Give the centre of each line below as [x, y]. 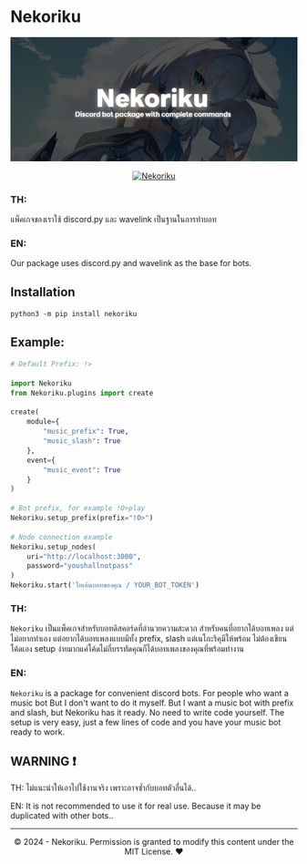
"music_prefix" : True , [86, 432]
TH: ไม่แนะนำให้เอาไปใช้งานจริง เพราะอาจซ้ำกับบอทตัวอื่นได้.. [103, 788]
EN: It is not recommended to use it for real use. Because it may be [136, 806]
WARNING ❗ [43, 761]
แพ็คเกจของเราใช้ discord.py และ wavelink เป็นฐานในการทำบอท [113, 220]
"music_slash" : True [82, 441]
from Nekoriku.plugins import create [82, 393]
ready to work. [38, 732]
